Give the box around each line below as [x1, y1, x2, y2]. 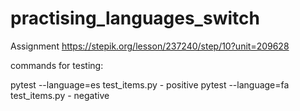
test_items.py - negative [10, 89, 110, 101]
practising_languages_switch [10, 7, 260, 30]
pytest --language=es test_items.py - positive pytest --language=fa [10, 78, 290, 91]
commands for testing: [10, 59, 104, 71]
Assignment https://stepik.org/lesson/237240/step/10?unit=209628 [10, 40, 290, 52]
